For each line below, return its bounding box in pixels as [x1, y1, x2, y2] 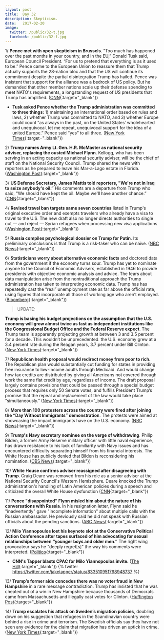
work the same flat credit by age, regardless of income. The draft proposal [5, 377, 155, 383]
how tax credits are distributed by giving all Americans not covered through [5, 372, 157, 378]
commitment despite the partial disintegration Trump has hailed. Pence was [5, 74, 157, 80]
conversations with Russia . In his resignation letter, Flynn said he [5, 503, 138, 509]
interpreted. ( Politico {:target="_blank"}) [5, 549, 84, 555]
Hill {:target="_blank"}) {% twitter [12, 563, 78, 569]
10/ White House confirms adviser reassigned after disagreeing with [5, 468, 146, 473]
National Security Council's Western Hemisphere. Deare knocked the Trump [5, 478, 158, 484]
